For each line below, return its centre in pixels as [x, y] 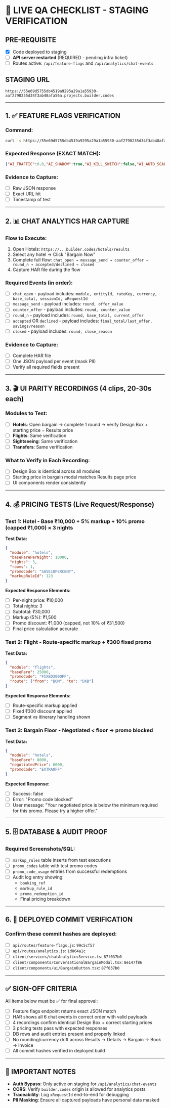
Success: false [28, 793]
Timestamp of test [32, 200]
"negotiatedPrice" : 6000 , [37, 765]
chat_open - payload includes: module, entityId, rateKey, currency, [85, 294]
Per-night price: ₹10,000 [38, 600]
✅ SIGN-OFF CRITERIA [41, 989]
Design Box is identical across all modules [56, 471]
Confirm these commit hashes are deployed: [61, 934]
